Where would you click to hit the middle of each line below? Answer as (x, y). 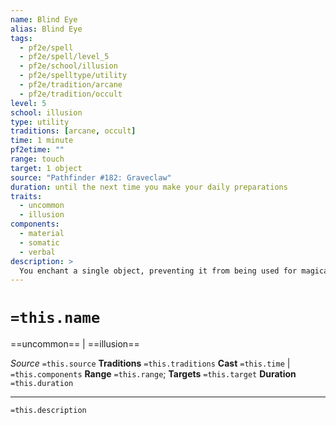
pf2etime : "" (37, 150)
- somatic (39, 242)
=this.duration (42, 384)
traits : (26, 196)
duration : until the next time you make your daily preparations (149, 187)
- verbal (37, 252)
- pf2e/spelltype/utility (73, 76)
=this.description (48, 411)
